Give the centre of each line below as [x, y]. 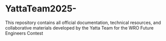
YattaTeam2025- [41, 9]
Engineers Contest [24, 33]
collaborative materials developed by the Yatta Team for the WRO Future [79, 27]
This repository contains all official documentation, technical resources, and [83, 22]
